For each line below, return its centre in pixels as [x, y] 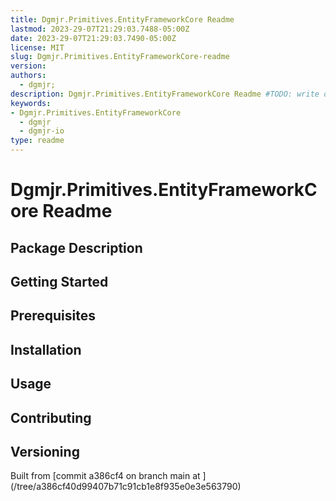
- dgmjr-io [42, 131]
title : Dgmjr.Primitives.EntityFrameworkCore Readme [122, 19]
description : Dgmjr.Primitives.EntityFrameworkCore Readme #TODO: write [165, 94]
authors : [28, 76]
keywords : [31, 103]
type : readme [37, 141]
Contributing [51, 417]
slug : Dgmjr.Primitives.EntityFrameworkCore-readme [120, 57]
